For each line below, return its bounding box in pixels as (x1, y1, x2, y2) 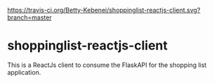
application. (7, 68, 41, 76)
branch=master (7, 13, 52, 22)
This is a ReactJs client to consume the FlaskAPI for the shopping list (7, 61, 207, 69)
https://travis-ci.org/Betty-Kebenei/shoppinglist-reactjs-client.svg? (7, 6, 201, 14)
